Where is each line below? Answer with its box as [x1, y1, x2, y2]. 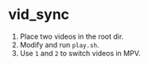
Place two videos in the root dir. [19, 32, 124, 41]
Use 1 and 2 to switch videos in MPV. [19, 48, 141, 58]
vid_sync [8, 6, 70, 24]
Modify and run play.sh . [19, 40, 99, 49]
